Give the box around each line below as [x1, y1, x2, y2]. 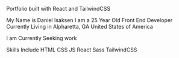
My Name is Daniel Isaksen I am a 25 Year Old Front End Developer [6, 17, 173, 23]
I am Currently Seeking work [6, 35, 77, 41]
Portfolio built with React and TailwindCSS [6, 5, 110, 12]
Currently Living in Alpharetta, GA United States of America [6, 23, 154, 30]
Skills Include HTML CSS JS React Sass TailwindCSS [6, 46, 137, 53]
